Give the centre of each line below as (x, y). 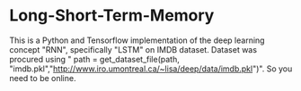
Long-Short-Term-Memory (112, 16)
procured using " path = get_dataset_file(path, (94, 59)
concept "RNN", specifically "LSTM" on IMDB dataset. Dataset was (133, 49)
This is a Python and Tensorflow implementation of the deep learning (137, 40)
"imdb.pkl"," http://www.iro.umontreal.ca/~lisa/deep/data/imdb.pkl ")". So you (151, 69)
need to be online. (43, 78)
